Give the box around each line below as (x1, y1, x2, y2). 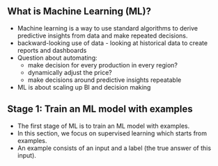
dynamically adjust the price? (27, 68, 113, 76)
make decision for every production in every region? (27, 60, 178, 69)
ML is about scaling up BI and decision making (17, 83, 151, 91)
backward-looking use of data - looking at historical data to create (17, 38, 208, 47)
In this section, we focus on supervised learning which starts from (17, 128, 208, 138)
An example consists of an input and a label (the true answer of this (17, 144, 211, 152)
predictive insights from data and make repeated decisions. (17, 31, 188, 40)
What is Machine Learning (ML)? (7, 6, 152, 17)
